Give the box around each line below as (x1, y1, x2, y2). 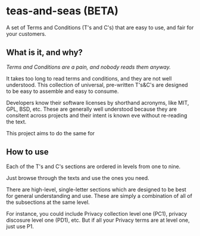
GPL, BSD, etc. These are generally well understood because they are (6, 105, 177, 113)
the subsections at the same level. (6, 198, 90, 206)
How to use (6, 147, 49, 157)
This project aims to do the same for (6, 129, 95, 136)
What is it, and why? (6, 48, 83, 58)
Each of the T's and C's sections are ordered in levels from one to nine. (6, 163, 181, 170)
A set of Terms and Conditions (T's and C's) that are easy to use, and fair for (6, 24, 194, 31)
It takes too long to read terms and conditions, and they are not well (6, 74, 172, 82)
